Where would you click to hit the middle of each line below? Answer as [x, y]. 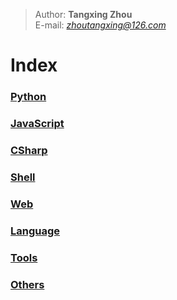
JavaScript [37, 124]
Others [27, 284]
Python [28, 97]
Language [35, 231]
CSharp [29, 150]
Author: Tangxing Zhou [83, 14]
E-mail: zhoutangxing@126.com [100, 25]
